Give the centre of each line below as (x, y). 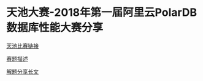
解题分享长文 (22, 71)
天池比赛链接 (22, 46)
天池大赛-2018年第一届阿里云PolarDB (102, 12)
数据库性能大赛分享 (55, 28)
